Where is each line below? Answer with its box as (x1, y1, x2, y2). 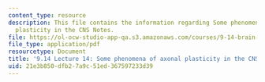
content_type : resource (8, 11, 87, 20)
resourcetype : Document (8, 48, 87, 55)
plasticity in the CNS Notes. (15, 26, 114, 34)
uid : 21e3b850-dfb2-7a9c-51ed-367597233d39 (8, 62, 154, 70)
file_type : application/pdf (8, 41, 101, 48)
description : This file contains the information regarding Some (8, 19, 227, 27)
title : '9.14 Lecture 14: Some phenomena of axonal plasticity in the (8, 55, 245, 63)
